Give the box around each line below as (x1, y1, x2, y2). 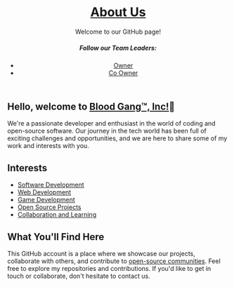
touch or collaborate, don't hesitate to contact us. (7, 272, 151, 280)
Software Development (17, 180, 84, 189)
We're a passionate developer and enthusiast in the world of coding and (7, 119, 216, 128)
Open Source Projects (17, 203, 82, 211)
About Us (90, 4, 146, 20)
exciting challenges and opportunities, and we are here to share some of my (7, 134, 228, 142)
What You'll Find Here (7, 231, 105, 243)
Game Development (17, 196, 75, 204)
